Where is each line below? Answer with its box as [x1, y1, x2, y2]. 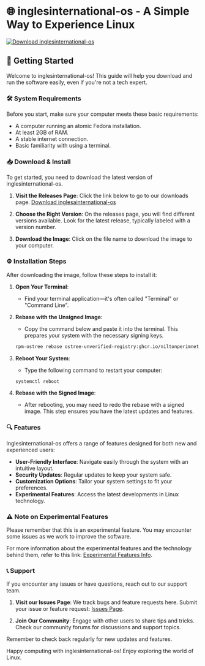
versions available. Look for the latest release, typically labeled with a [15, 217, 191, 224]
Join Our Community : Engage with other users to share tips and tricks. [15, 617, 195, 624]
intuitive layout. [15, 464, 54, 472]
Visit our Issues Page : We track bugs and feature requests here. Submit [15, 599, 198, 606]
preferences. [15, 484, 48, 491]
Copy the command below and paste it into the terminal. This [24, 325, 179, 332]
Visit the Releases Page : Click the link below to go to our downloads [15, 192, 188, 200]
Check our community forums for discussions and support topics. [15, 624, 182, 631]
